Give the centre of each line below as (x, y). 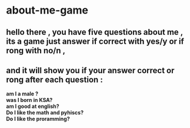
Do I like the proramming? (38, 119)
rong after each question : (54, 79)
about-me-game (47, 10)
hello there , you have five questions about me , (95, 32)
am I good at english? (33, 106)
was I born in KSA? (29, 100)
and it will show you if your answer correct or (90, 70)
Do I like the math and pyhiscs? (45, 113)
